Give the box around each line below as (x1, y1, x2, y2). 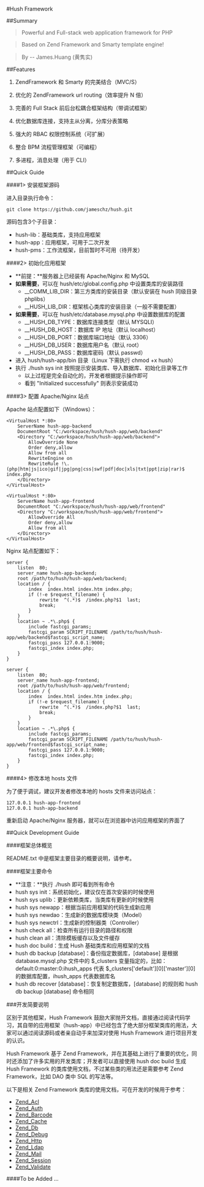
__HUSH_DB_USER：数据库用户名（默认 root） (24, 341, 143, 349)
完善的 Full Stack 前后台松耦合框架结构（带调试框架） (15, 104, 151, 111)
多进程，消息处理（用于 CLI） (15, 156, 90, 164)
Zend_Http (15, 1137, 42, 1144)
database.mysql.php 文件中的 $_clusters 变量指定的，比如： (15, 957, 167, 964)
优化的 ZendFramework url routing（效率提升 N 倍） (15, 91, 147, 99)
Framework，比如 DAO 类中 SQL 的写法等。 (6, 1073, 116, 1080)
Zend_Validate (15, 1163, 51, 1170)
